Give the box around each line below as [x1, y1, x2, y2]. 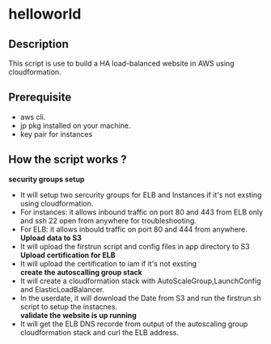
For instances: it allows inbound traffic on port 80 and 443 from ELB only [19, 207, 264, 217]
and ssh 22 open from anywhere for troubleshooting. [19, 215, 197, 225]
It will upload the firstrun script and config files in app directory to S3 [19, 241, 250, 251]
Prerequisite [8, 91, 72, 104]
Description [8, 37, 69, 51]
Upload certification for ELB [19, 250, 116, 260]
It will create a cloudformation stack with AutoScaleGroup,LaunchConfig [19, 276, 261, 286]
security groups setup [8, 174, 85, 184]
